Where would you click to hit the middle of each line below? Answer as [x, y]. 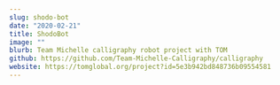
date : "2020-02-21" [45, 26]
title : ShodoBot [39, 34]
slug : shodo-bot [39, 17]
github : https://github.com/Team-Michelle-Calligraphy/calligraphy [136, 58]
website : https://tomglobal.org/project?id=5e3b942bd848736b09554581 [140, 67]
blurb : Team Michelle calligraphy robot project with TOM [118, 50]
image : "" [27, 42]
